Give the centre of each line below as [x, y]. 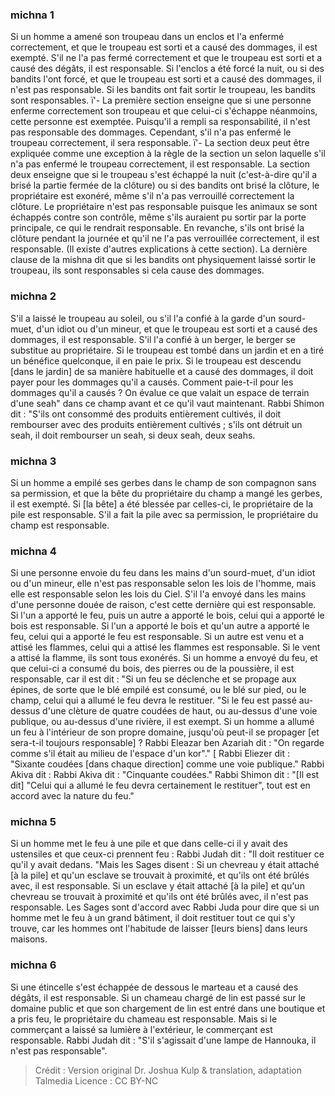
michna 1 [32, 15]
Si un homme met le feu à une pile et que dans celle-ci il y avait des [149, 844]
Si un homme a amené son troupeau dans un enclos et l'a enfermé [147, 37]
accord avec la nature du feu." [72, 796]
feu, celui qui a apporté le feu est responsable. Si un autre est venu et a [157, 637]
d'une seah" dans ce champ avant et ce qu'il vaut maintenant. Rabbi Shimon [167, 403]
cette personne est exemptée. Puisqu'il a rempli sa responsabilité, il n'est [160, 122]
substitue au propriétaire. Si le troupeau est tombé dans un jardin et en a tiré [167, 350]
